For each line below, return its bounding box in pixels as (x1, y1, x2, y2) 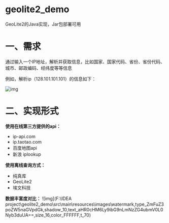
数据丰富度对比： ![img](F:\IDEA (5, 195, 72, 202)
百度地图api (12, 145, 37, 151)
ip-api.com (12, 133, 36, 140)
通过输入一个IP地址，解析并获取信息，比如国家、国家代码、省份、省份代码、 (5, 59, 165, 65)
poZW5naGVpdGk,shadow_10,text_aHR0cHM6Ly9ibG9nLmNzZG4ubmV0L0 (5, 206, 163, 212)
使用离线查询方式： (5, 162, 46, 168)
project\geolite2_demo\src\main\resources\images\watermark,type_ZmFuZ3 (5, 201, 164, 207)
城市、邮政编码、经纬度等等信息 (5, 65, 72, 71)
